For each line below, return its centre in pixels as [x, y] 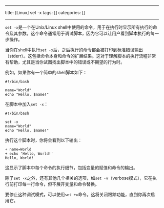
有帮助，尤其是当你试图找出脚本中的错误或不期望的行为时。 [65, 62]
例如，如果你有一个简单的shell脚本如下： [46, 72]
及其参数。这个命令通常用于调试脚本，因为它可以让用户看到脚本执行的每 [82, 33]
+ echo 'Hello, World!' [29, 154]
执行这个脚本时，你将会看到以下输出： [43, 140]
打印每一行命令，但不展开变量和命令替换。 [56, 184]
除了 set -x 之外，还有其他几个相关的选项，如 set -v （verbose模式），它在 [79, 178]
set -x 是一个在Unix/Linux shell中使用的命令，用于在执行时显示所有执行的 [79, 27]
